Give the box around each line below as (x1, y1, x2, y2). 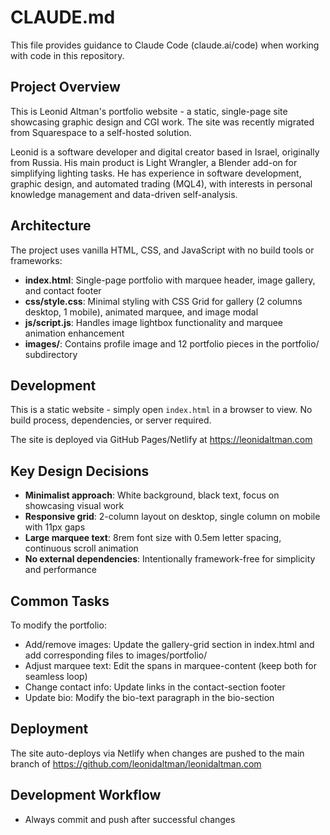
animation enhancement (24, 327, 125, 339)
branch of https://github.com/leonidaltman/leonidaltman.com (10, 757, 262, 770)
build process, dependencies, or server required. (10, 414, 212, 426)
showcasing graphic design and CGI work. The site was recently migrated (10, 116, 315, 128)
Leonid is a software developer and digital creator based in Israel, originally (10, 146, 320, 158)
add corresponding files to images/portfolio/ (24, 649, 208, 661)
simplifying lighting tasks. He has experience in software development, (10, 167, 302, 179)
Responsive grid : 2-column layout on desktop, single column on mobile (24, 511, 321, 523)
